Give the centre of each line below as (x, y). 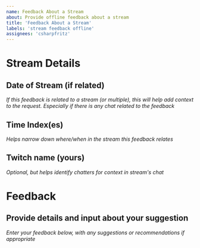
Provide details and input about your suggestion (97, 218)
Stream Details (43, 63)
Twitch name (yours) (46, 158)
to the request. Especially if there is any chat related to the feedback (90, 106)
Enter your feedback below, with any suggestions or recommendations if (95, 232)
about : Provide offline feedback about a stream (68, 17)
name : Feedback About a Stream (45, 12)
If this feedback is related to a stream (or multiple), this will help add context (100, 100)
